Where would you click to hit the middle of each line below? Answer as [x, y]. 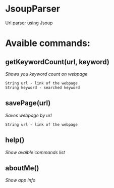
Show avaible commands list [35, 152]
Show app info [20, 180]
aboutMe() [22, 168]
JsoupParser [33, 9]
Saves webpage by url [28, 115]
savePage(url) [28, 103]
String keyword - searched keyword [43, 87]
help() [15, 140]
